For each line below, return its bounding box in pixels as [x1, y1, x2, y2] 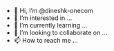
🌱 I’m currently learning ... [13, 21, 88, 29]
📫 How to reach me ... [13, 37, 78, 44]
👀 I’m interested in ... [13, 14, 73, 22]
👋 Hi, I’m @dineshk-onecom [13, 7, 93, 14]
